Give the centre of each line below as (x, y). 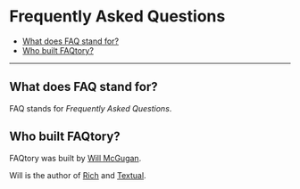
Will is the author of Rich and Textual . (78, 175)
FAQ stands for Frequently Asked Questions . (91, 108)
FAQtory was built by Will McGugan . (75, 158)
